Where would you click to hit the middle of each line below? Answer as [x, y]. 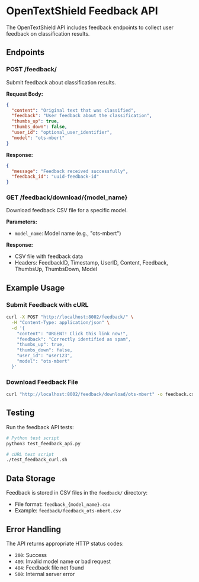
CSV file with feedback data [49, 256]
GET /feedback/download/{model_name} [67, 197]
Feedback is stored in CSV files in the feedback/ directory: [77, 493]
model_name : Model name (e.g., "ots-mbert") [68, 234]
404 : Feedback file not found [49, 567]
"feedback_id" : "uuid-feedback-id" [55, 177]
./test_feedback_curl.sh [37, 460]
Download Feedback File [42, 382]
